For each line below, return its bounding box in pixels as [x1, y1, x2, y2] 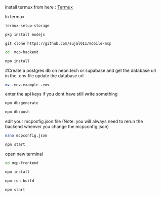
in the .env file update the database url [5, 72, 84, 78]
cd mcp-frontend [5, 160, 39, 165]
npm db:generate [5, 100, 39, 105]
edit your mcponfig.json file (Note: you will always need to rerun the [5, 118, 143, 125]
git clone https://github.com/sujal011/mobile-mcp [5, 41, 112, 46]
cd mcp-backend [5, 49, 39, 55]
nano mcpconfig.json [5, 133, 48, 138]
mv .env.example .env [5, 82, 50, 87]
